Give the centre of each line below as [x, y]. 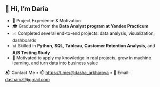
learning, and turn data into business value [55, 63]
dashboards [24, 40]
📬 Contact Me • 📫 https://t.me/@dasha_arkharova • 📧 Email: [68, 72]
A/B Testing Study [31, 52]
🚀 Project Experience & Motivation [46, 20]
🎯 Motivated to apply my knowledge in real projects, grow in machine [81, 58]
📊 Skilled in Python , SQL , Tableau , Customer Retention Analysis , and [83, 45]
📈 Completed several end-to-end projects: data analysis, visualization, [83, 33]
